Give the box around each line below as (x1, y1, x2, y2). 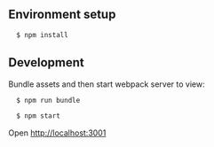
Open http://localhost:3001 (8, 128, 107, 138)
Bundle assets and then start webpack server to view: (8, 79, 205, 89)
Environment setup (8, 7, 116, 22)
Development (8, 55, 85, 70)
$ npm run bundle (16, 96, 81, 104)
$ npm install (16, 30, 68, 39)
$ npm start (16, 112, 61, 120)
